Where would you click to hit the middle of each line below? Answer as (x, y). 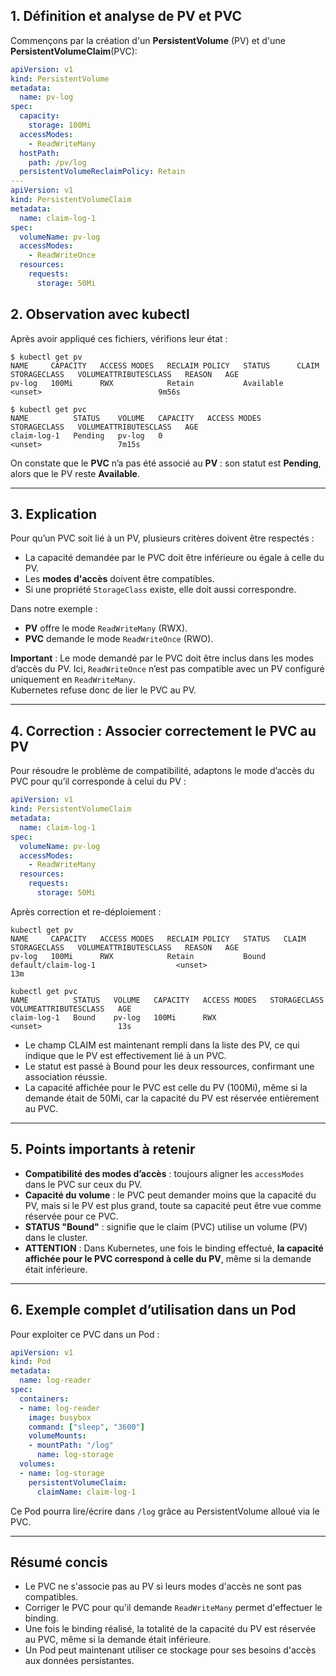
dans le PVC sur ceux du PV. (83, 1184)
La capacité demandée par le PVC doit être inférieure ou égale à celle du (174, 558)
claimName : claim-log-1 (86, 1492)
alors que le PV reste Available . (75, 473)
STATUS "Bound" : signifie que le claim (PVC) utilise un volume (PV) (166, 1226)
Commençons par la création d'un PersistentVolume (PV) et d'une (148, 40)
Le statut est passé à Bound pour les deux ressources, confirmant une (169, 1066)
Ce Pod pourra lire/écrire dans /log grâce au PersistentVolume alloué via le (165, 1511)
